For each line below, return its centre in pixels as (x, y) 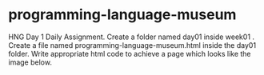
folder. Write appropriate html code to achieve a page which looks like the (130, 53)
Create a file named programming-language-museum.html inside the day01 (132, 45)
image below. (30, 62)
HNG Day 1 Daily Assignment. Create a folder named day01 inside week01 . (131, 37)
